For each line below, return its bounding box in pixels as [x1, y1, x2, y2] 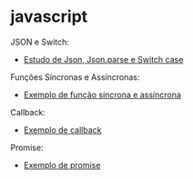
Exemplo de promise [23, 159, 101, 170]
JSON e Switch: [10, 36, 69, 47]
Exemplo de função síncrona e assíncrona [23, 89, 181, 100]
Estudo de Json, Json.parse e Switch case [23, 54, 184, 65]
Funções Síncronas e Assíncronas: [10, 71, 140, 83]
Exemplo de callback [23, 124, 102, 135]
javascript [10, 6, 88, 27]
